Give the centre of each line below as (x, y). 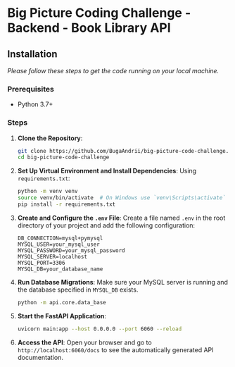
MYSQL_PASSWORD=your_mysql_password (71, 250)
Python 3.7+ (35, 104)
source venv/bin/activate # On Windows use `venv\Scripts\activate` (122, 198)
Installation (32, 54)
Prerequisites (31, 89)
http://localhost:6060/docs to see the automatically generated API (115, 349)
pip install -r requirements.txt (66, 205)
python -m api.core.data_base (62, 302)
